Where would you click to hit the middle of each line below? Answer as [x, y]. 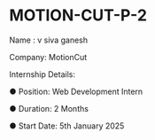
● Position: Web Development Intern [76, 91]
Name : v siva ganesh [49, 40]
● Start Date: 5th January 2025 [67, 126]
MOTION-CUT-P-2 [78, 16]
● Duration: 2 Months [49, 108]
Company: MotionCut [48, 57]
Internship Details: [42, 74]
